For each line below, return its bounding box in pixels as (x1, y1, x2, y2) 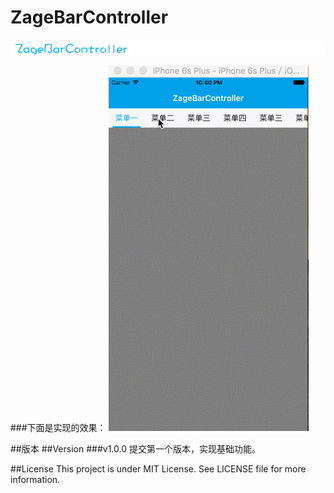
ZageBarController (10, 6, 169, 29)
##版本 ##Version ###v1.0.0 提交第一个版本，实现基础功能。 (10, 442, 261, 455)
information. (10, 473, 61, 485)
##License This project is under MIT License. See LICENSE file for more (10, 462, 307, 475)
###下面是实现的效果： (10, 421, 107, 433)
